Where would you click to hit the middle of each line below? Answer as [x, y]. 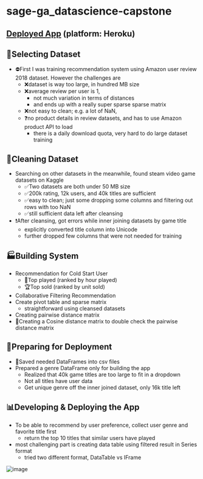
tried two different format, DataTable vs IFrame [83, 457]
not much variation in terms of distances [84, 98]
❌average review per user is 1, [62, 91]
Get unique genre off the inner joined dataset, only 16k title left [102, 387]
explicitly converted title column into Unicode [81, 230]
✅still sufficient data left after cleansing [74, 213]
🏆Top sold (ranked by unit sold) [64, 287]
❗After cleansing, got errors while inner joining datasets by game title [101, 221]
